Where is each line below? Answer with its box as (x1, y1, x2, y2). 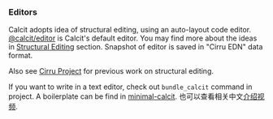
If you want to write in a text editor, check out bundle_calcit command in (8, 82, 253, 91)
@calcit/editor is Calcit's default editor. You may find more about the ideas (8, 33, 258, 43)
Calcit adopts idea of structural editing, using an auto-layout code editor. (8, 25, 252, 35)
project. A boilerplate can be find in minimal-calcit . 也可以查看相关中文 (8, 91, 244, 101)
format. (8, 51, 33, 61)
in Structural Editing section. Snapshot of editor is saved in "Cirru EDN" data (8, 42, 263, 52)
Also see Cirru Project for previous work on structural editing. (8, 66, 214, 76)
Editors (8, 6, 38, 18)
